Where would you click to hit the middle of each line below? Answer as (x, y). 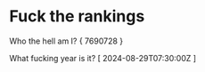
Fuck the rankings (77, 16)
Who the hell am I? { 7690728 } (66, 41)
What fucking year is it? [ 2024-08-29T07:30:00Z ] (103, 58)
